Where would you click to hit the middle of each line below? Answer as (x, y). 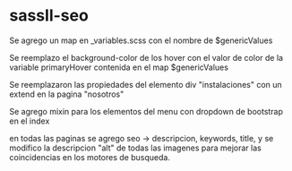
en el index (30, 121)
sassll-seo (49, 16)
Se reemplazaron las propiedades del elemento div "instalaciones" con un (146, 84)
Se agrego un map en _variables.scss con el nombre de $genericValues (141, 40)
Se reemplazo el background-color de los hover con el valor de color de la (146, 57)
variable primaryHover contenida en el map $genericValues (119, 67)
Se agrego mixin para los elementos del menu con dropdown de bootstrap (146, 111)
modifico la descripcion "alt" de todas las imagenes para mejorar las (135, 148)
